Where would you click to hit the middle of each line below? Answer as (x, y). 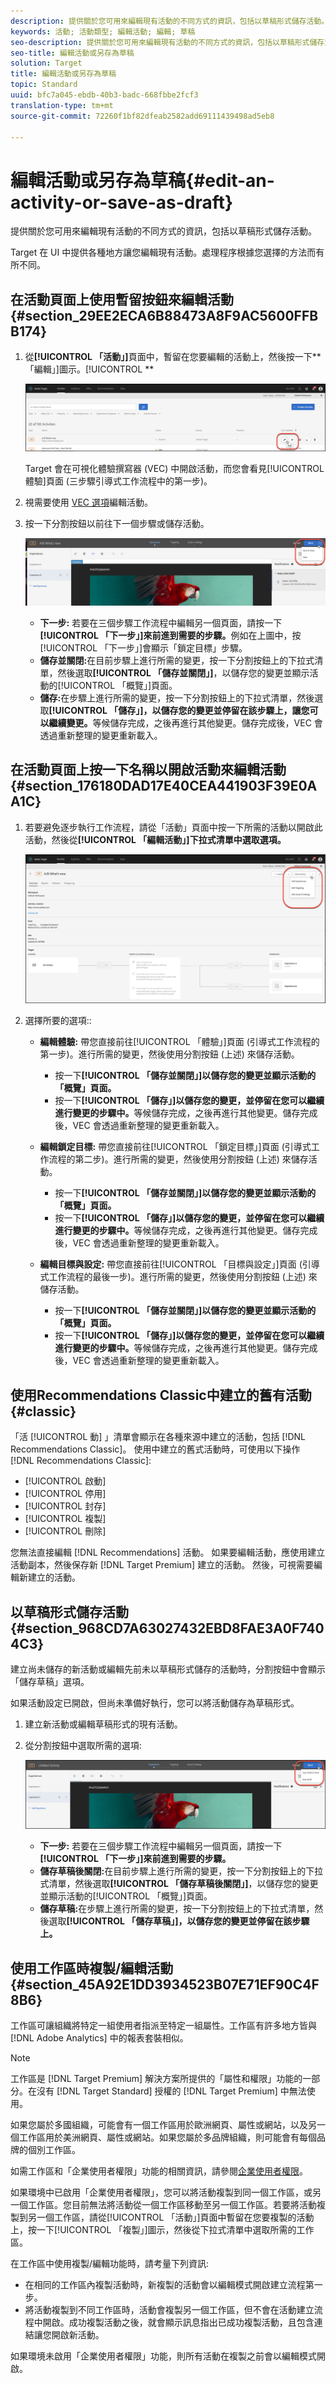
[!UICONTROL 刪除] (65, 1531)
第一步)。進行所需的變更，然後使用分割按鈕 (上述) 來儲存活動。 (169, 1054)
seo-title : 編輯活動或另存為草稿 (72, 53)
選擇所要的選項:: (58, 1021)
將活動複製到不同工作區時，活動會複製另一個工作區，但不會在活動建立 (169, 2309)
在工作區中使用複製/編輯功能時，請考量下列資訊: (110, 2263)
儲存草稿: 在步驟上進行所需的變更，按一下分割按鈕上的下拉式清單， (177, 1909)
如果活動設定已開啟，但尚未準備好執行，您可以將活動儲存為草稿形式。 (155, 1702)
